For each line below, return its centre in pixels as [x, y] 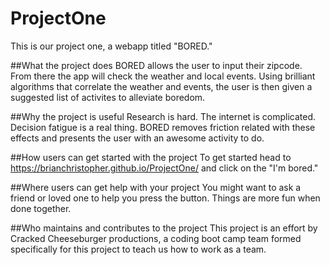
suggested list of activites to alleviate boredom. [108, 97]
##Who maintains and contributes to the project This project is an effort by [164, 228]
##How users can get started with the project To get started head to [151, 157]
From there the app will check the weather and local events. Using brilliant [163, 76]
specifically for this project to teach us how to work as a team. [138, 249]
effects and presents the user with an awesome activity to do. [137, 138]
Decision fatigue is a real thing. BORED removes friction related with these [163, 127]
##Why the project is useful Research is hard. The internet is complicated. [163, 116]
